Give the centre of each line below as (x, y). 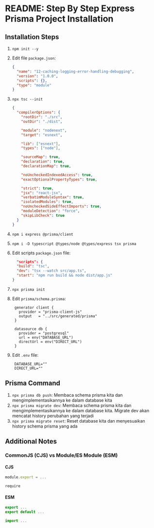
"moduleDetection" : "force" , (51, 211)
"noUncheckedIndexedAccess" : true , (57, 175)
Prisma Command (33, 383)
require (13, 486)
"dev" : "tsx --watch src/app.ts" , (51, 271)
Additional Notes (31, 441)
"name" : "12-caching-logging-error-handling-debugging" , (76, 71)
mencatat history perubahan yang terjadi (53, 416)
